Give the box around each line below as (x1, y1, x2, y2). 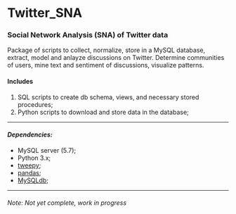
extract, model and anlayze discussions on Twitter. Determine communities (7, 53, 225, 62)
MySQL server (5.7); (17, 146, 77, 154)
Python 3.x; (17, 153, 51, 162)
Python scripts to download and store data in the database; (17, 108, 190, 116)
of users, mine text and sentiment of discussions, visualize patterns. (7, 61, 204, 70)
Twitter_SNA (7, 5, 83, 21)
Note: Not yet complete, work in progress (7, 199, 127, 207)
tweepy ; (17, 160, 41, 170)
